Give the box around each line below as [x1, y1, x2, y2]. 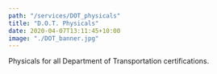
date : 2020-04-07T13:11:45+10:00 [8, 27, 121, 35]
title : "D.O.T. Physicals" [8, 19, 99, 27]
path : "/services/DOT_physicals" [8, 11, 121, 20]
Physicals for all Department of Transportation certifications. [8, 56, 210, 66]
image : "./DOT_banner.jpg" [8, 34, 99, 43]
